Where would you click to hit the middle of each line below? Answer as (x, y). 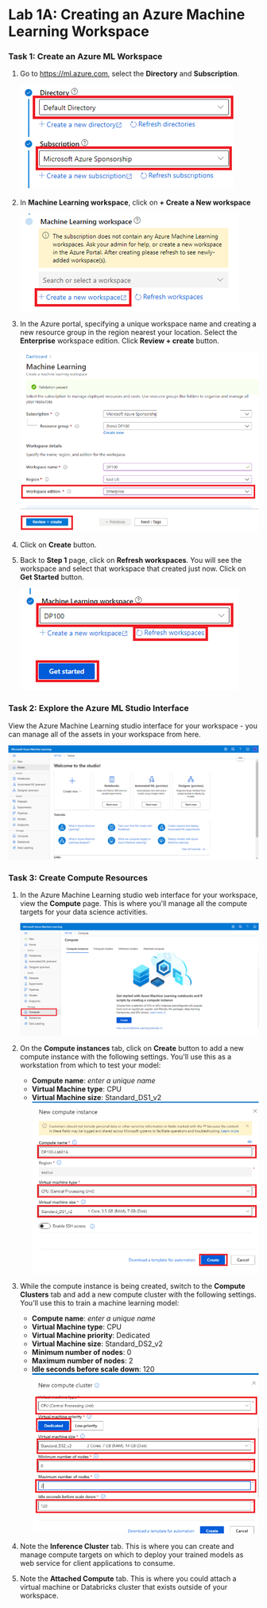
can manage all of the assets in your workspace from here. (104, 734)
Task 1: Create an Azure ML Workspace (85, 57)
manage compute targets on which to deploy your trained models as (132, 1555)
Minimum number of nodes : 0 (81, 1352)
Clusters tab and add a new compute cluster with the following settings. (138, 1294)
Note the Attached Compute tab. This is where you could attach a (128, 1579)
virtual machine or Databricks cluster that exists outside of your (124, 1587)
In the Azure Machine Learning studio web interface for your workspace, (139, 895)
